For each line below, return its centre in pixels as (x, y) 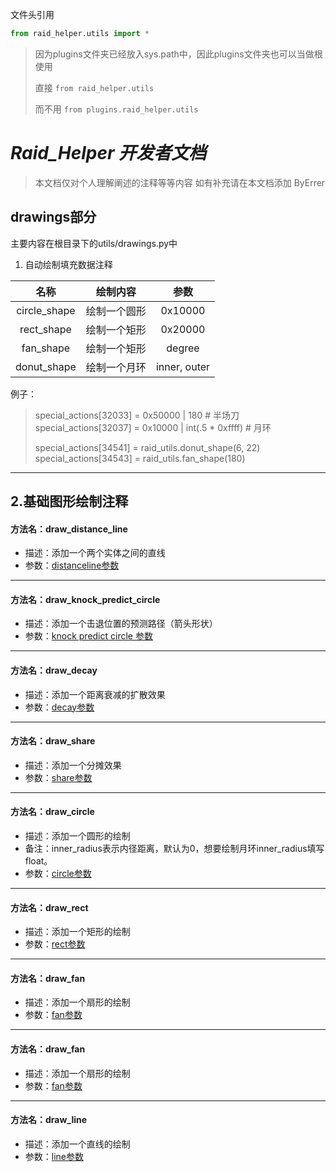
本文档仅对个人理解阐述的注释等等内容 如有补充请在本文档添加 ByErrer (180, 182)
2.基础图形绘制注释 (69, 501)
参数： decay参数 (59, 707)
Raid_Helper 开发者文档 (108, 153)
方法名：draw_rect (49, 907)
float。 (38, 861)
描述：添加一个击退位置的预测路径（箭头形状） (121, 624)
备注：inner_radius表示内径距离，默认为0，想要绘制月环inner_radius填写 (174, 849)
